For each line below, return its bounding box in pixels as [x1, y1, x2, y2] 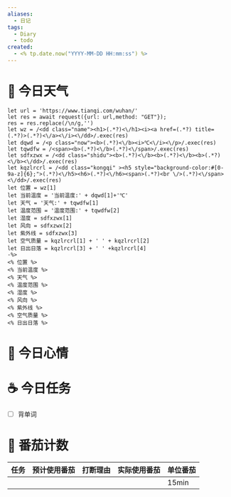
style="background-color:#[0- [134, 164, 224, 171]
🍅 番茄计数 [7, 438, 69, 454]
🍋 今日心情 [7, 345, 69, 361]
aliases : [7, 10, 33, 18]
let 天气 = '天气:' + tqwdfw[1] [7, 199, 100, 207]
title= [195, 125, 215, 133]
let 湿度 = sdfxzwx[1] [7, 215, 72, 222]
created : [7, 43, 33, 51]
